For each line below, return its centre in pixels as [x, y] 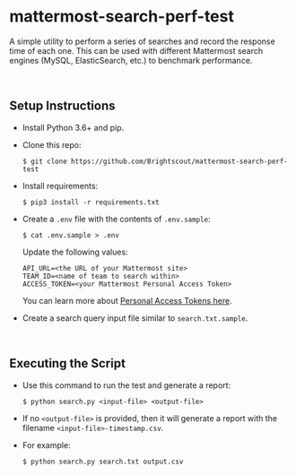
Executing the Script [67, 363]
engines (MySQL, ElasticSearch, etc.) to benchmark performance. [131, 60]
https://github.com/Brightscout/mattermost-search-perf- [179, 161]
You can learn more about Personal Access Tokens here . [127, 300]
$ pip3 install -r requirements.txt [91, 202]
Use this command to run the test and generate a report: [126, 385]
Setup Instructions [62, 106]
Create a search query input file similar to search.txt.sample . [135, 318]
